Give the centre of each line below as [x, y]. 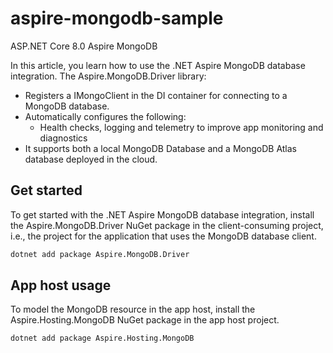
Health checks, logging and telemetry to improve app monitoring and [181, 127]
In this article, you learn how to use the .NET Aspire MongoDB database [158, 65]
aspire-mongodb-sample [117, 18]
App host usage [61, 285]
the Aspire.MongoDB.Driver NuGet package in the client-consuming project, [167, 225]
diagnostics [63, 138]
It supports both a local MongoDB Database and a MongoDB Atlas [160, 148]
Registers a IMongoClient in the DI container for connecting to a [156, 95]
